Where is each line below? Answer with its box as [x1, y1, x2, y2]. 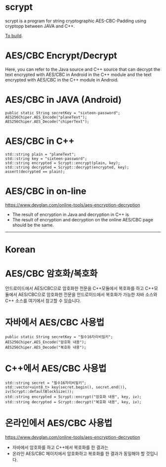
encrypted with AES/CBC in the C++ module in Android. [5, 77, 119, 83]
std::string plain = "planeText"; [5, 152, 77, 157]
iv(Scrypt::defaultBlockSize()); [5, 389, 74, 394]
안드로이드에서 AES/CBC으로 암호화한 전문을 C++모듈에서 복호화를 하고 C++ [5, 285, 154, 291]
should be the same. [12, 222, 54, 228]
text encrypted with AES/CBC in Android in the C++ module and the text [5, 71, 152, 78]
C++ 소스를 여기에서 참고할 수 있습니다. [5, 297, 82, 303]
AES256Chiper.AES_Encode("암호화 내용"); [5, 340, 86, 344]
